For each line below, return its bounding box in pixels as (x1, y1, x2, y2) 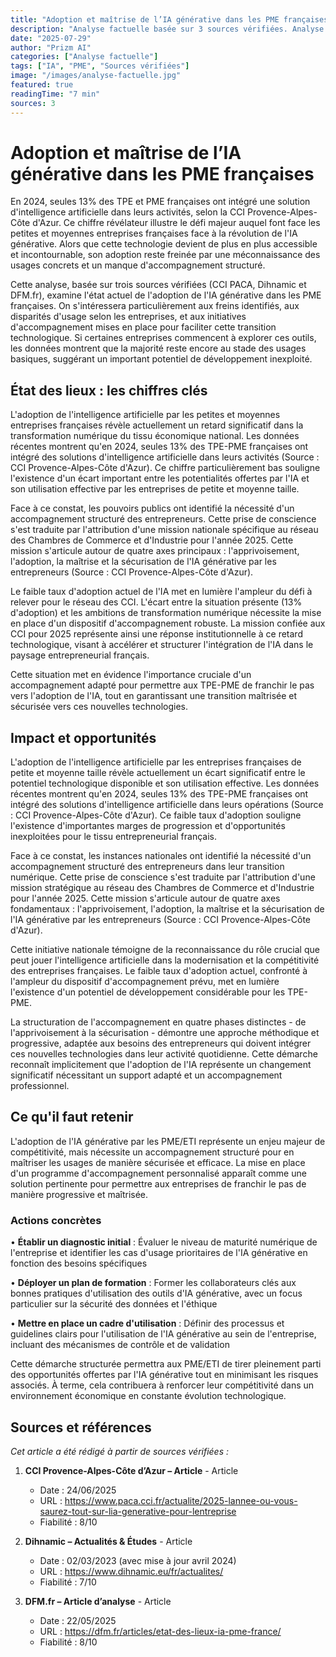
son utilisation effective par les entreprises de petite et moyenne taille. (10, 483, 300, 495)
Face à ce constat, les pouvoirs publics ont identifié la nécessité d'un (10, 502, 295, 515)
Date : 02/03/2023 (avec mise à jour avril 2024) (39, 1554, 237, 1566)
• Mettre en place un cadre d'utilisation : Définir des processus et (10, 1317, 285, 1330)
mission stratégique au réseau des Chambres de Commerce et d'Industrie (10, 882, 315, 894)
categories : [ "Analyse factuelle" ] (10, 52, 159, 62)
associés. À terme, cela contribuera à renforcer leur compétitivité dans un (10, 1379, 315, 1391)
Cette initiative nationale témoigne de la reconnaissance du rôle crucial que (10, 944, 320, 956)
